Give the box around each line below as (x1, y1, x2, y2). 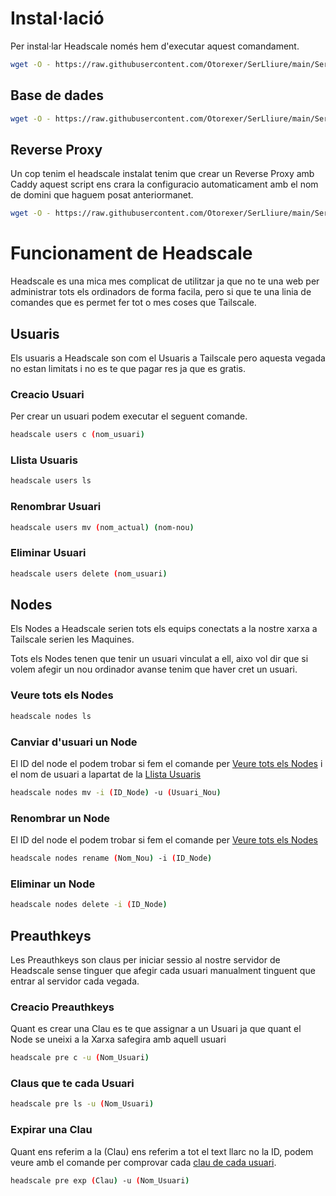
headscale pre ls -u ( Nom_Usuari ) (10, 1099, 155, 1109)
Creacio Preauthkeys (10, 1000, 115, 1014)
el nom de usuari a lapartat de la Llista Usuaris (10, 768, 202, 780)
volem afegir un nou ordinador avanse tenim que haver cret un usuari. (10, 663, 298, 676)
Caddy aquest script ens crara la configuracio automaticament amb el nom (10, 178, 319, 191)
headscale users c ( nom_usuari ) (10, 430, 145, 440)
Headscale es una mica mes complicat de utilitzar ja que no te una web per (10, 275, 320, 287)
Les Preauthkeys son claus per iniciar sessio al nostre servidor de (10, 953, 281, 966)
